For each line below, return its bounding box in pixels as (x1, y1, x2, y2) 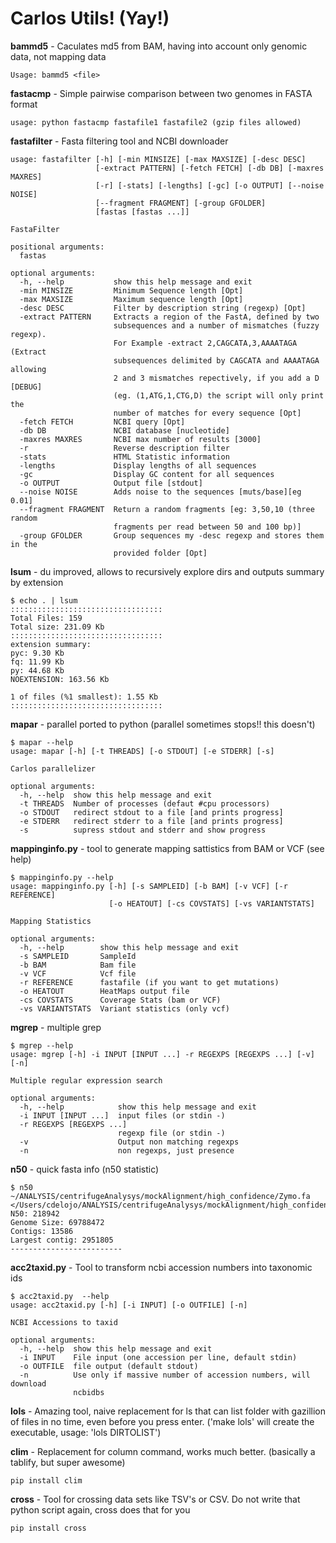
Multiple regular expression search (10, 1075, 163, 1086)
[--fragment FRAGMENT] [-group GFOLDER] (95, 198, 267, 208)
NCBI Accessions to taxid (10, 1317, 118, 1327)
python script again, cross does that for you (10, 1503, 191, 1516)
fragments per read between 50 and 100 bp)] (113, 522, 302, 532)
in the (10, 539, 38, 549)
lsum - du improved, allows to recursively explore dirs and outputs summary (10, 565, 325, 577)
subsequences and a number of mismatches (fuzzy (113, 320, 320, 331)
